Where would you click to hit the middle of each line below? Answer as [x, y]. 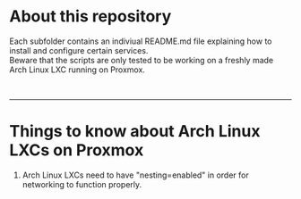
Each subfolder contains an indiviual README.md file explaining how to [141, 41]
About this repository [90, 17]
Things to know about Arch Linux [135, 132]
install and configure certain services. [79, 50]
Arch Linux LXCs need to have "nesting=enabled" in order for [135, 175]
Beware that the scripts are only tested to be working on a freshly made [142, 60]
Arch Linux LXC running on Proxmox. [77, 70]
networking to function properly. [82, 184]
